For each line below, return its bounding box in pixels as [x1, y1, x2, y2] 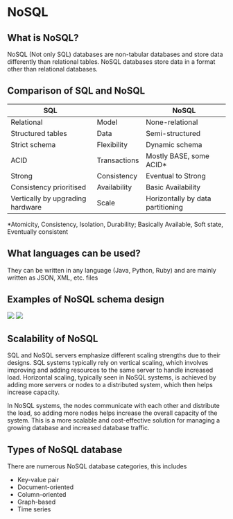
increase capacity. [7, 388, 60, 396]
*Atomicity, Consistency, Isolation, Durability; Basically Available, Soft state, [7, 220, 224, 228]
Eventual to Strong [145, 171, 206, 180]
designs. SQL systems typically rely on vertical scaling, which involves [7, 359, 209, 367]
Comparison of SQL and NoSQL [7, 85, 146, 97]
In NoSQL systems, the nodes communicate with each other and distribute [7, 402, 220, 410]
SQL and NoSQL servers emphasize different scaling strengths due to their [7, 351, 221, 359]
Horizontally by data [145, 194, 212, 203]
